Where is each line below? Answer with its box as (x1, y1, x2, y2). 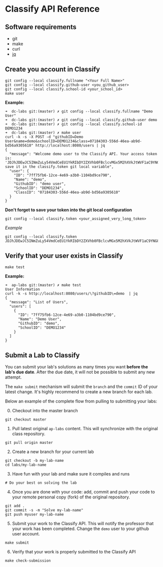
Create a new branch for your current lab (12, 449, 94, 455)
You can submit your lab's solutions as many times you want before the (5, 364, 148, 370)
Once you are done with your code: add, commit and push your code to (12, 489, 155, 495)
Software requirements (5, 23, 77, 31)
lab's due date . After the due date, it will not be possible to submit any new (5, 369, 155, 375)
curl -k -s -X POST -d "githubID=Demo (5, 134, 83, 139)
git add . (5, 504, 25, 509)
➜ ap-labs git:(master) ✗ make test (5, 282, 81, 288)
